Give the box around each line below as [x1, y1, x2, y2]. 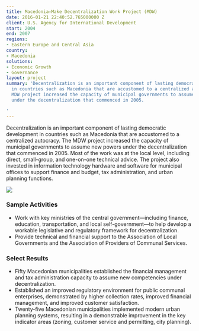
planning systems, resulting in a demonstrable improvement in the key [14, 312, 186, 319]
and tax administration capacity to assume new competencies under [14, 274, 182, 281]
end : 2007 [6, 31, 31, 37]
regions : [6, 36, 28, 42]
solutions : [6, 58, 33, 64]
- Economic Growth [6, 64, 52, 70]
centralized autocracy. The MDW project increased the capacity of [6, 137, 169, 144]
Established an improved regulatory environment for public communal [14, 286, 185, 294]
